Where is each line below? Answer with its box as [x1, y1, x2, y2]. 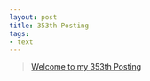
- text [9, 37, 34, 47]
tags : [9, 29, 29, 38]
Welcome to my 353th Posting [30, 62, 142, 72]
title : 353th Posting [9, 21, 90, 30]
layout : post [9, 12, 58, 22]
